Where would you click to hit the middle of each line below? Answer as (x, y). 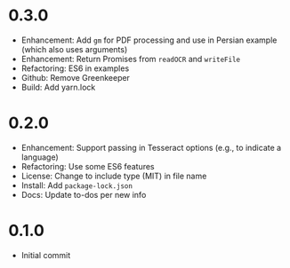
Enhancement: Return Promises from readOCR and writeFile (131, 59)
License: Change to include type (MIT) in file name (114, 176)
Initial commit (46, 255)
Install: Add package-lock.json (77, 185)
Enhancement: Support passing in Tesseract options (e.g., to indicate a (151, 147)
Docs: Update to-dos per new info (84, 194)
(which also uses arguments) (74, 49)
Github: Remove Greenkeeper (76, 77)
